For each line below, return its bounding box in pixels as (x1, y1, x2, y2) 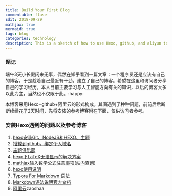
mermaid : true (5, 27, 36, 32)
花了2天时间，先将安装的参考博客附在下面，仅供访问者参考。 (18, 108, 147, 114)
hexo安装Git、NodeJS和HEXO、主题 (12, 134, 90, 141)
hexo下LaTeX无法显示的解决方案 (12, 154, 81, 160)
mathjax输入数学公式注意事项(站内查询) (12, 160, 96, 166)
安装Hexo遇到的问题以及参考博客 (5, 121, 87, 128)
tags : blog (5, 31, 29, 36)
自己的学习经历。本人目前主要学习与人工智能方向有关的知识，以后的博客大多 (5, 84, 167, 90)
